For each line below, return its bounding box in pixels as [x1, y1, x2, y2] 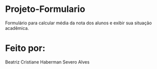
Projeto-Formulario [5, 3, 86, 15]
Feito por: [5, 43, 46, 54]
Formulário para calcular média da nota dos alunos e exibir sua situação [5, 20, 152, 26]
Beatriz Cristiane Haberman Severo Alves [5, 59, 90, 65]
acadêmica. [5, 25, 29, 31]
